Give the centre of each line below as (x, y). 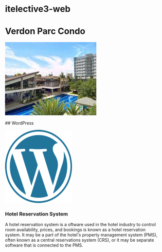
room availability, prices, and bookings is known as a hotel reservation (75, 230)
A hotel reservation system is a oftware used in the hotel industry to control (81, 225)
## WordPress (19, 123)
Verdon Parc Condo (45, 31)
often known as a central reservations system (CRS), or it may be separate (80, 240)
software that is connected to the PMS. (44, 245)
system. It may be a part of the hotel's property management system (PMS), (81, 235)
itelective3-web (38, 9)
